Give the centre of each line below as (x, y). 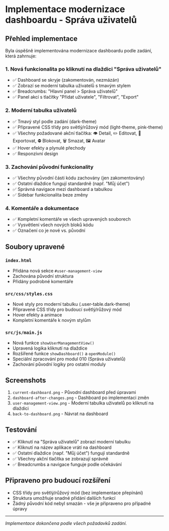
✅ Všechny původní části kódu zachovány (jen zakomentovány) (78, 178)
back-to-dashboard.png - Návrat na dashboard (60, 414)
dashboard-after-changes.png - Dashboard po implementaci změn (81, 398)
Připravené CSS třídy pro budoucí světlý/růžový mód (67, 310)
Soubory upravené (35, 247)
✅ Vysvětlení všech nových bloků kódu (53, 225)
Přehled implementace (41, 39)
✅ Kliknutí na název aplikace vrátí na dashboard (62, 447)
